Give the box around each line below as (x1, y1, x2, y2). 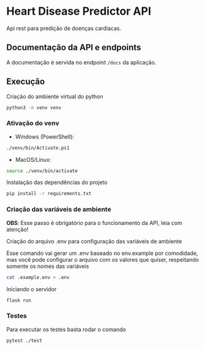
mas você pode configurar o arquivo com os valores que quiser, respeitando (6, 256, 199, 263)
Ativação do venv (6, 119, 59, 127)
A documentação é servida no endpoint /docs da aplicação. (6, 58, 157, 66)
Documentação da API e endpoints (6, 42, 141, 53)
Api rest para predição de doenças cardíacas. (6, 25, 122, 32)
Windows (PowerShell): (15, 133, 75, 140)
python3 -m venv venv (6, 104, 62, 111)
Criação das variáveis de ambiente (6, 205, 111, 214)
